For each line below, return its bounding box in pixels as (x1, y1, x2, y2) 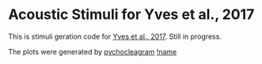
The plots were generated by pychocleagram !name (8, 47, 177, 56)
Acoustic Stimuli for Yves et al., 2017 (8, 6, 255, 24)
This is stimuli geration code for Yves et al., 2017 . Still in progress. (8, 32, 222, 41)
